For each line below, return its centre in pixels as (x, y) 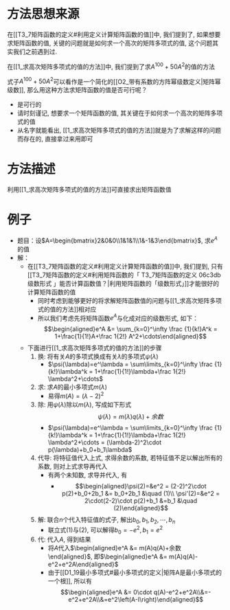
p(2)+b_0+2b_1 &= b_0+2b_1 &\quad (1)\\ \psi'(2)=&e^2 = (141, 494)
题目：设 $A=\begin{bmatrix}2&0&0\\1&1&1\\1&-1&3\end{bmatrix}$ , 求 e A (117, 240)
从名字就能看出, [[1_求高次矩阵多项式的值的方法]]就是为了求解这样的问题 (119, 131)
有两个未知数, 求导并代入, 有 (88, 475)
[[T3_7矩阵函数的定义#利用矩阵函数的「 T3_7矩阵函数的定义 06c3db (124, 275)
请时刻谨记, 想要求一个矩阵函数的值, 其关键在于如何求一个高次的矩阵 (114, 113)
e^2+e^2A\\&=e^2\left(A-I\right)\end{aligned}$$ (136, 600)
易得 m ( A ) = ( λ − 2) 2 (76, 396)
